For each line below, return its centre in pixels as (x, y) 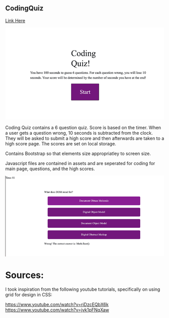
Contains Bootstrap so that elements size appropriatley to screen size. (78, 153)
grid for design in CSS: (29, 294)
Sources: (24, 275)
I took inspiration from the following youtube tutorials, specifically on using (83, 289)
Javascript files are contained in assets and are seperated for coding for (80, 163)
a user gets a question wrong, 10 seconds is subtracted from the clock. (79, 133)
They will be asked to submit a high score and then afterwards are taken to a (85, 138)
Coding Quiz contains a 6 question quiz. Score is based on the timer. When (83, 127)
